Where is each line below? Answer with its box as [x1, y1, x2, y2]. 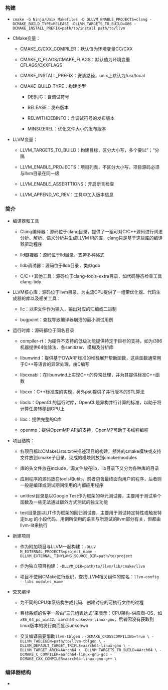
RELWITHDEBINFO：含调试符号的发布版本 [27, 115, 115, 121]
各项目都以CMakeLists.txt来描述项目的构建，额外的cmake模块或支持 [20, 448, 161, 454]
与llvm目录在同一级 [20, 170, 60, 177]
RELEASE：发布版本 [27, 104, 69, 111]
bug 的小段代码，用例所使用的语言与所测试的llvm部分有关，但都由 [24, 515, 161, 522]
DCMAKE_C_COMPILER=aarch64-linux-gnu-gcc [20, 652, 108, 657]
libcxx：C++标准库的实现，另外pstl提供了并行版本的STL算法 [20, 389, 145, 395]
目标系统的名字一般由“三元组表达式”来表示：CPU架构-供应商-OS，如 [20, 610, 162, 616]
